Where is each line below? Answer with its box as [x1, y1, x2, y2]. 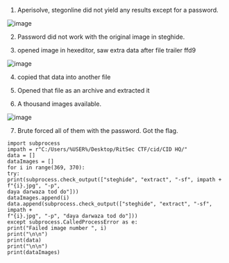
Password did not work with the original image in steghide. [17, 33, 185, 41]
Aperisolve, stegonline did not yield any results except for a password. [17, 6, 219, 14]
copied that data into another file [17, 73, 111, 81]
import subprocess [7, 140, 60, 147]
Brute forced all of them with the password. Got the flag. [17, 127, 178, 134]
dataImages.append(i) [7, 194, 70, 201]
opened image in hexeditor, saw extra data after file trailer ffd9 [17, 46, 196, 54]
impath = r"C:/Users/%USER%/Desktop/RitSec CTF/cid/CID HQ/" [7, 146, 188, 153]
